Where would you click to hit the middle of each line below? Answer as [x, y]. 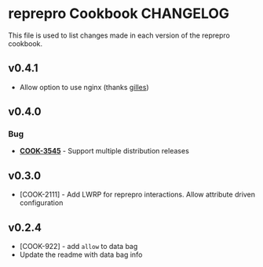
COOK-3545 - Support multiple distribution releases [104, 151]
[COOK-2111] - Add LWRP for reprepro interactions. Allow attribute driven [137, 195]
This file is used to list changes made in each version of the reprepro [119, 35]
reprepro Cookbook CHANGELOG [119, 14]
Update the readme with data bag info [81, 254]
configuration [41, 203]
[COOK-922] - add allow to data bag [79, 247]
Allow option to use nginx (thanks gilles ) [84, 87]
